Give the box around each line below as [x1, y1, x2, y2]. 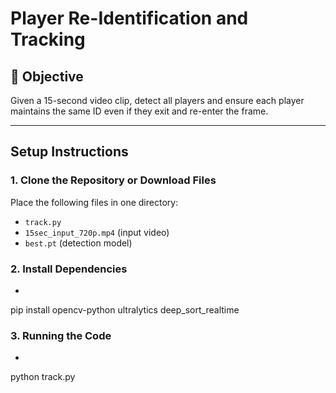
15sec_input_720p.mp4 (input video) [24, 226, 170, 238]
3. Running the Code [10, 328, 112, 342]
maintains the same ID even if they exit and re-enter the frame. [10, 105, 269, 117]
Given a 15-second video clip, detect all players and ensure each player [10, 95, 305, 106]
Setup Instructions [10, 143, 129, 161]
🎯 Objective [10, 68, 84, 85]
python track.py [10, 371, 76, 383]
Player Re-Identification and [10, 7, 249, 30]
